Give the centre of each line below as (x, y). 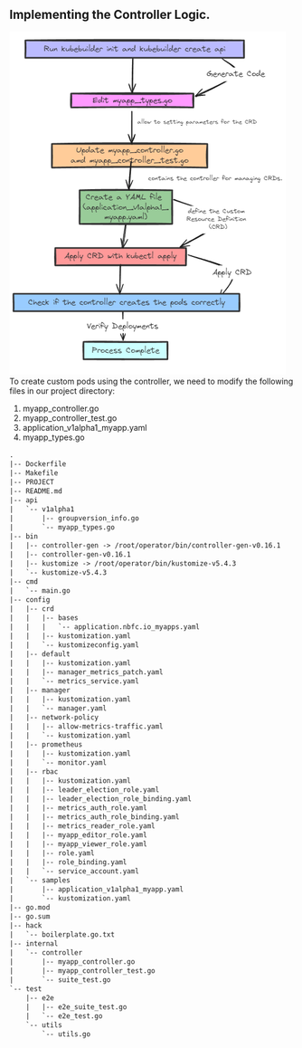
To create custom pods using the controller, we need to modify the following (151, 381)
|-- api (24, 500)
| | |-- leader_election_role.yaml (85, 790)
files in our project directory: (62, 391)
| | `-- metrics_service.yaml (75, 681)
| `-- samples (40, 880)
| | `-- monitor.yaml (58, 762)
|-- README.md (36, 491)
